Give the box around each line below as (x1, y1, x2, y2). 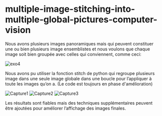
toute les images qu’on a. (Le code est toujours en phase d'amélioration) (5, 80, 153, 87)
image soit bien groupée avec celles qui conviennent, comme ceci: (5, 51, 142, 57)
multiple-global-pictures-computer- (5, 14, 158, 25)
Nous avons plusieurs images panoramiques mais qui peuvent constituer (5, 40, 154, 46)
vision (5, 25, 31, 36)
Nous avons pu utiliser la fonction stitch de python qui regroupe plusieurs (5, 70, 155, 76)
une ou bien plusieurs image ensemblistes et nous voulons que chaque (5, 46, 150, 52)
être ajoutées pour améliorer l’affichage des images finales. (5, 105, 126, 111)
